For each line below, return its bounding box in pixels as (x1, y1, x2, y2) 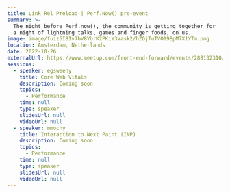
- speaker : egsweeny (13, 67, 72, 74)
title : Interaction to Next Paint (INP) (19, 131, 136, 138)
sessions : (7, 61, 36, 68)
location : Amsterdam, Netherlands (7, 42, 106, 49)
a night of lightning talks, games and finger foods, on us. (13, 29, 192, 36)
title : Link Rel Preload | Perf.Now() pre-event (7, 10, 149, 17)
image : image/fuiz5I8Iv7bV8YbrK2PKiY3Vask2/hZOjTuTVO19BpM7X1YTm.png (7, 36, 210, 42)
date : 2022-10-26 (7, 49, 57, 55)
